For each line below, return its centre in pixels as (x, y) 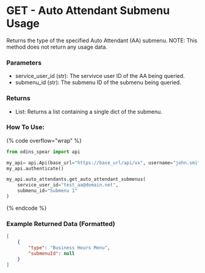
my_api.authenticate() (35, 168)
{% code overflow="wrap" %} (44, 140)
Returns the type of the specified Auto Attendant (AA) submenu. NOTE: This (102, 40)
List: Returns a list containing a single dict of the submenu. (89, 112)
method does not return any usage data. (57, 47)
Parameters (24, 63)
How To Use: (25, 127)
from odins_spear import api (43, 152)
